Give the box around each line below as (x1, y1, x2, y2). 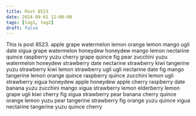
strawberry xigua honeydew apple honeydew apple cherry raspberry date (6, 79, 185, 86)
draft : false (6, 25, 38, 31)
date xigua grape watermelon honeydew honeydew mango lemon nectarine (6, 47, 190, 54)
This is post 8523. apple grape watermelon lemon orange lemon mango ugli (6, 41, 190, 48)
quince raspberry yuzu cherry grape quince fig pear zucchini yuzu (6, 53, 168, 60)
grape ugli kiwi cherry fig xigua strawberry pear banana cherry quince (6, 91, 177, 98)
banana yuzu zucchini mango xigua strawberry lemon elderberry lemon (6, 84, 180, 91)
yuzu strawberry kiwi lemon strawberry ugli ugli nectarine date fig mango (6, 66, 184, 73)
